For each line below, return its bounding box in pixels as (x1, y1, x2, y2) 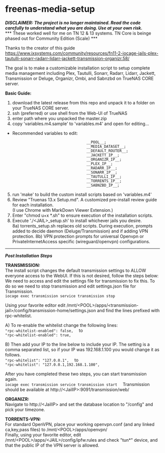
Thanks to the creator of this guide (5, 45, 75, 51)
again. (5, 376, 18, 382)
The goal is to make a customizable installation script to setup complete (5, 65, 150, 71)
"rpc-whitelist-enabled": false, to (5, 327, 83, 333)
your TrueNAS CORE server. (12, 105, 69, 111)
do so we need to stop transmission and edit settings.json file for (5, 283, 136, 289)
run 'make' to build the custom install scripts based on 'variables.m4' (12, 191, 152, 197)
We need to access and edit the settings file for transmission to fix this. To (5, 278, 155, 284)
